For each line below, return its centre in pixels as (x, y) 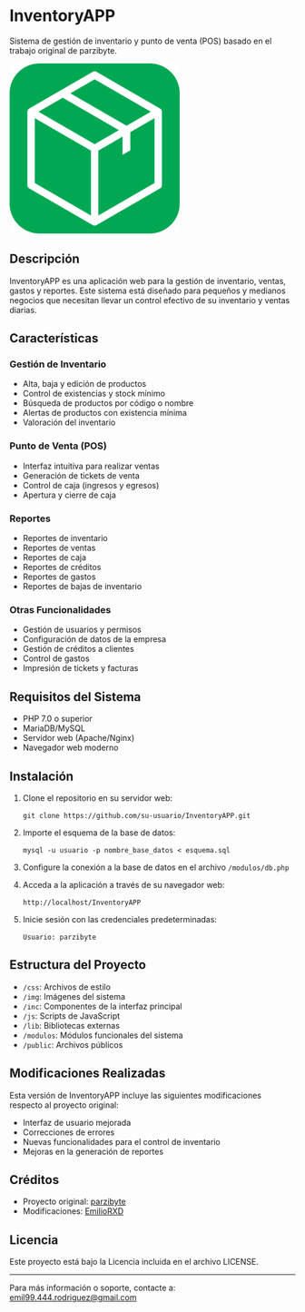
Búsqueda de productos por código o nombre (108, 403)
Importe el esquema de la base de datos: (99, 833)
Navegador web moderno (70, 748)
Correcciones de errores (69, 1132)
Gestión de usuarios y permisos (82, 630)
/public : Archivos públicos (73, 1044)
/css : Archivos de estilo (67, 987)
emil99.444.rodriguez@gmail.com (73, 1297)
